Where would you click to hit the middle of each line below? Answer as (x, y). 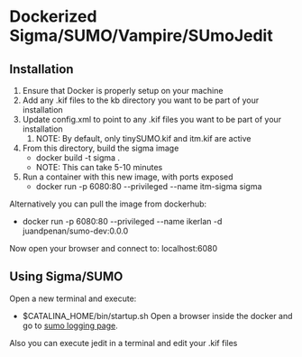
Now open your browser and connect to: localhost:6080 (114, 248)
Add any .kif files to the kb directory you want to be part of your (141, 100)
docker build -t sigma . (78, 158)
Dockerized (53, 17)
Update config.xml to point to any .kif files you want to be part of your (152, 119)
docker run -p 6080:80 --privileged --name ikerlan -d (122, 221)
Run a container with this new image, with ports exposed (128, 177)
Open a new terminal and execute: (73, 298)
